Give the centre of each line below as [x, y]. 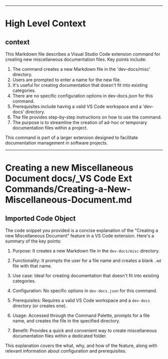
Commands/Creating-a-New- [68, 189]
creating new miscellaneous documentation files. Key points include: [76, 59]
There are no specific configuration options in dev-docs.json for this [83, 96]
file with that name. [32, 266]
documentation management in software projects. [56, 143]
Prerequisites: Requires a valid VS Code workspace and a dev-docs [81, 300]
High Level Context [45, 24]
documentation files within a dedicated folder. [59, 336]
